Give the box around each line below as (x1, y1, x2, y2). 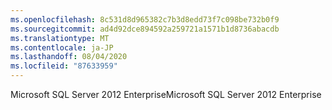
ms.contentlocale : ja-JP (10, 42, 114, 53)
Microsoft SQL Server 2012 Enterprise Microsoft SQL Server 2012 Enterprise (10, 89, 322, 100)
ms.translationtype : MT (10, 33, 110, 43)
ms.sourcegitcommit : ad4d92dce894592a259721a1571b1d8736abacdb (10, 24, 280, 34)
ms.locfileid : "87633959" (10, 61, 118, 71)
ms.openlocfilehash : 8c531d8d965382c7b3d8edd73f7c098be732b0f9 (10, 14, 280, 25)
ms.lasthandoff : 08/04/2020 (10, 52, 128, 62)
